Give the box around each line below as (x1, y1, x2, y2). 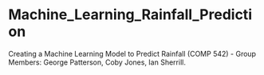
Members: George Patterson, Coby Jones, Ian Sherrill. (8, 57, 186, 67)
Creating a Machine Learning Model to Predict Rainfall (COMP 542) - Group (8, 49, 257, 58)
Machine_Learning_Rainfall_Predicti (8, 6, 253, 24)
